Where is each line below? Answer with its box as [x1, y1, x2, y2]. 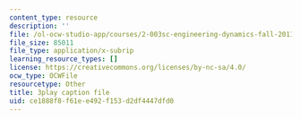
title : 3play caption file [9, 88, 110, 97]
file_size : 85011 [9, 38, 74, 47]
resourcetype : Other [9, 80, 87, 89]
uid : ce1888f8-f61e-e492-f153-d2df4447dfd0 [9, 96, 175, 106]
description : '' [9, 21, 70, 30]
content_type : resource [9, 13, 99, 22]
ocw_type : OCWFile [9, 72, 78, 81]
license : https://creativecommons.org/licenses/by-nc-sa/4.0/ [9, 64, 246, 72]
